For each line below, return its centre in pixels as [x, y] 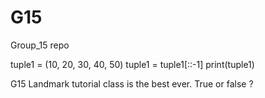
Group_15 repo [40, 45]
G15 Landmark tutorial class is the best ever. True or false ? [132, 83]
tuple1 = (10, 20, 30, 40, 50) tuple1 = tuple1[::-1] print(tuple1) [132, 64]
